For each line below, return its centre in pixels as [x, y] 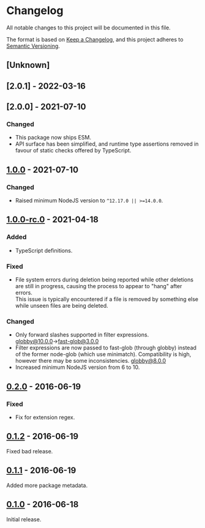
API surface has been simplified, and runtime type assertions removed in [107, 144]
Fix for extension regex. [45, 417]
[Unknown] [28, 65]
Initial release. [24, 519]
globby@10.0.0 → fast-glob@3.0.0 [57, 341]
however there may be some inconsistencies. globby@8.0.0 [91, 361]
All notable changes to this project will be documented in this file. [89, 28]
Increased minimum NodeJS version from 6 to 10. [77, 367]
